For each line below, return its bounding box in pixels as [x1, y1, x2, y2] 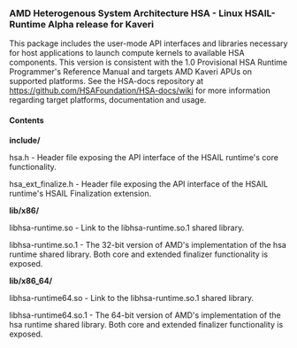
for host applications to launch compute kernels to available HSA [9, 48, 245, 58]
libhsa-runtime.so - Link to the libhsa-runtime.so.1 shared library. [9, 222, 245, 233]
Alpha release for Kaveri [48, 18, 155, 30]
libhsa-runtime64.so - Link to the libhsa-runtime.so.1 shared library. [9, 292, 255, 303]
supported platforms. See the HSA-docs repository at [9, 76, 204, 87]
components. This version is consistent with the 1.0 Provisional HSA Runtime [9, 57, 288, 68]
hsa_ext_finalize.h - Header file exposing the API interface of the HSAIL [9, 178, 269, 189]
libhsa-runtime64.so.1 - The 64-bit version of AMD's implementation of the [9, 309, 281, 321]
